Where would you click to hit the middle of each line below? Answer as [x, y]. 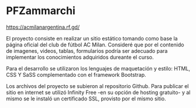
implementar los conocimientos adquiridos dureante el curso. [80, 57]
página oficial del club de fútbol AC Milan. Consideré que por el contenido [95, 45]
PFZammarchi [41, 11]
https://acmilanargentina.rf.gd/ [43, 27]
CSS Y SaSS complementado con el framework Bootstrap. [76, 75]
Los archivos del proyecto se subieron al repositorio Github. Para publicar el [97, 86]
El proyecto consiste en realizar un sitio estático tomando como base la [92, 38]
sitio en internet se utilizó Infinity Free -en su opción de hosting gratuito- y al [98, 92]
